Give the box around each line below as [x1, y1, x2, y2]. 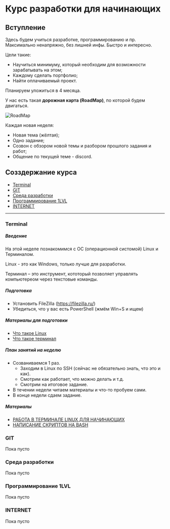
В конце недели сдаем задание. [12, 392, 82, 398]
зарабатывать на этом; [12, 67, 63, 73]
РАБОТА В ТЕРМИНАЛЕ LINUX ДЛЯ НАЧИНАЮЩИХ [12, 416, 125, 422]
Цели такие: [5, 52, 31, 58]
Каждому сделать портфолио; [12, 72, 78, 78]
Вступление [5, 23, 46, 32]
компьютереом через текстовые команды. [5, 276, 98, 282]
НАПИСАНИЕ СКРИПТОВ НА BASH [12, 422, 89, 428]
